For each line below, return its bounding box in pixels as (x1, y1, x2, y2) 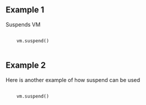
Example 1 (5, 5, 45, 15)
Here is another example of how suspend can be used (5, 76, 141, 83)
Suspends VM (5, 21, 40, 28)
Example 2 (5, 60, 46, 71)
